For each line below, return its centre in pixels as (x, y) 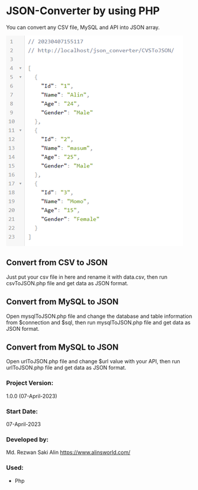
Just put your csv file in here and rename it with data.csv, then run (87, 277)
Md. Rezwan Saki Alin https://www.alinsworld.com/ (68, 452)
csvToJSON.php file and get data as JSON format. (67, 283)
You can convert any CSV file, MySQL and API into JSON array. (83, 27)
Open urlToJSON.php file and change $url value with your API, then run (93, 362)
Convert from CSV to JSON (57, 262)
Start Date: (22, 411)
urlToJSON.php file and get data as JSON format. (66, 367)
